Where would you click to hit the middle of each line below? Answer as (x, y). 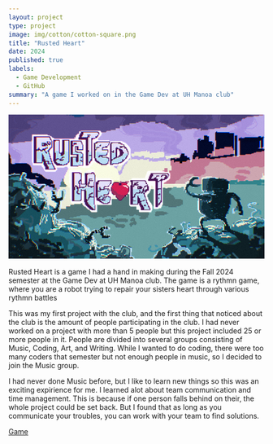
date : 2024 (27, 52)
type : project (32, 26)
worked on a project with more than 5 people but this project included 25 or (135, 331)
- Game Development (49, 77)
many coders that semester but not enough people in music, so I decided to (135, 357)
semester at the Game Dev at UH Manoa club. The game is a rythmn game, (134, 280)
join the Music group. (44, 365)
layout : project (36, 17)
